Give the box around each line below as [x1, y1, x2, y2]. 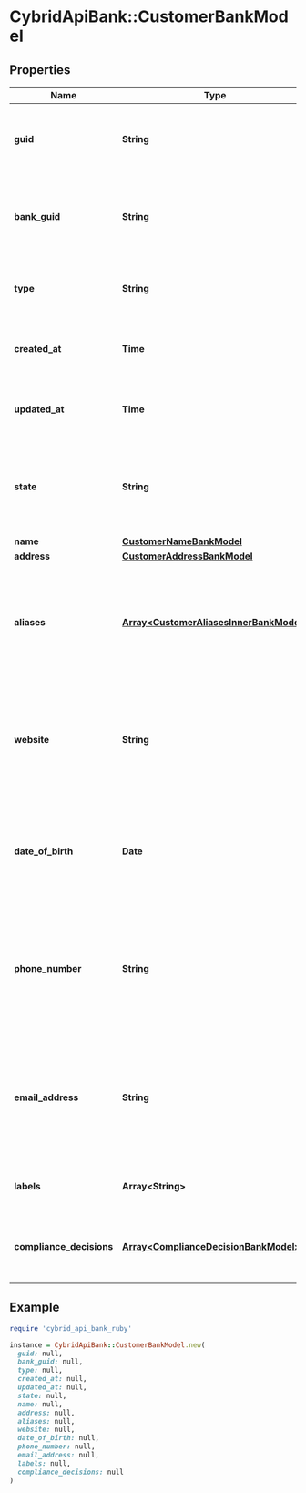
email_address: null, [17, 1451, 100, 1460]
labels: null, [17, 1458, 71, 1468]
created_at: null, [17, 1375, 88, 1384]
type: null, [17, 1365, 64, 1375]
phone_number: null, [17, 1442, 96, 1451]
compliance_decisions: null [17, 1467, 125, 1477]
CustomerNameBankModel [121, 535, 243, 548]
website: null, [17, 1425, 76, 1435]
